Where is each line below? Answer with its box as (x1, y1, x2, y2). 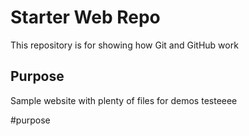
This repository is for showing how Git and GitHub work (10, 39, 239, 51)
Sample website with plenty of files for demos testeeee (10, 94, 238, 106)
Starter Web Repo (10, 6, 161, 29)
